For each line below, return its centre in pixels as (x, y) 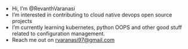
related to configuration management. (58, 34)
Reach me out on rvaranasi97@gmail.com (63, 40)
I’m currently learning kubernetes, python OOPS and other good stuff (97, 27)
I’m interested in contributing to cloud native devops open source (92, 15)
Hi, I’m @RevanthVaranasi (44, 9)
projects (22, 21)
